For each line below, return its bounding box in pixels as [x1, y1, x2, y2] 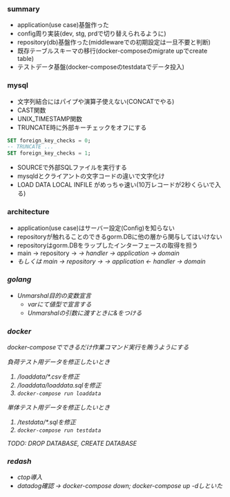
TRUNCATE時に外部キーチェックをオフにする [17, 123, 147, 132]
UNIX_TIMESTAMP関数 [17, 114, 83, 123]
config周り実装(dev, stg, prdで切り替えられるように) [17, 29, 167, 38]
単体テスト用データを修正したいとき [7, 403, 111, 412]
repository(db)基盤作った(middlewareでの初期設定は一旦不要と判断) [17, 38, 211, 46]
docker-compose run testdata [17, 427, 102, 434]
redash [7, 457, 32, 467]
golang [7, 274, 32, 284]
